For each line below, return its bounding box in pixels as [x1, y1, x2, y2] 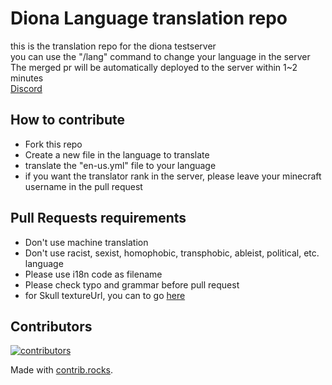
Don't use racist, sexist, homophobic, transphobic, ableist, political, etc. [24, 247, 320, 259]
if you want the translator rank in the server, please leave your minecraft [24, 170, 322, 182]
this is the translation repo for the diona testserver [10, 40, 217, 52]
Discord [10, 82, 43, 94]
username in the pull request [24, 180, 143, 192]
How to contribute [10, 112, 126, 129]
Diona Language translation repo [10, 7, 288, 30]
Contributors [10, 318, 93, 335]
